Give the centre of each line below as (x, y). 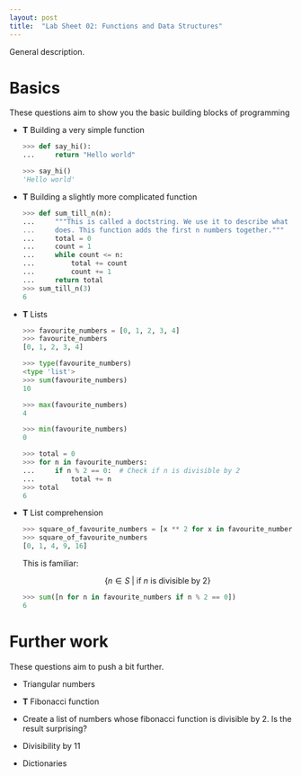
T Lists (35, 314)
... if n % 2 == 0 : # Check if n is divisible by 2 (131, 470)
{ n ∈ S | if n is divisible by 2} (158, 581)
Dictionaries (44, 763)
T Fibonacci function (61, 701)
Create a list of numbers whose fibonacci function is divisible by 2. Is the (157, 718)
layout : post (34, 18)
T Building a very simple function (84, 130)
